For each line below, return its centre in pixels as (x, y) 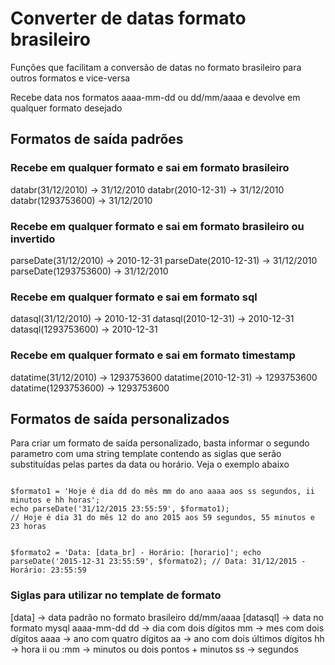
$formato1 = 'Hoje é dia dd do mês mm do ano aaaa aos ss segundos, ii (162, 492)
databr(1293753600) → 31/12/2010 (81, 200)
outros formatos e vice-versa (70, 78)
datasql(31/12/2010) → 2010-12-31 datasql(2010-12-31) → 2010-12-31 (152, 319)
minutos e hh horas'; (55, 500)
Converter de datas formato (128, 18)
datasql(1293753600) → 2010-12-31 (84, 329)
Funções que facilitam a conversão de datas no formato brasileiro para (156, 67)
